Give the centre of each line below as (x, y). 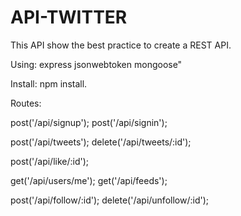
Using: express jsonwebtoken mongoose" (96, 64)
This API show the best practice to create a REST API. (121, 45)
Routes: (26, 103)
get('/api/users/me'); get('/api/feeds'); (89, 180)
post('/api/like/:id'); (50, 161)
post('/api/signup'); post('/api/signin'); (89, 122)
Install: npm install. (49, 83)
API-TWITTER (69, 17)
